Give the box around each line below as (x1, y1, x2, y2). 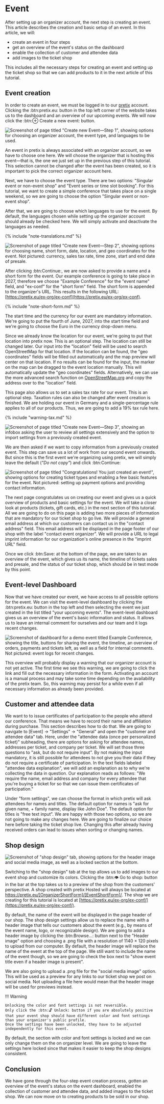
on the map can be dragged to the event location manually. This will (5, 364, 142, 370)
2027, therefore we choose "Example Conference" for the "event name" (5, 278, 150, 284)
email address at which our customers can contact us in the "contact (5, 520, 144, 526)
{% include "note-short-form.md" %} (5, 303, 80, 309)
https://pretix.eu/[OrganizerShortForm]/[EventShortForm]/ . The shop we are (5, 892, 158, 898)
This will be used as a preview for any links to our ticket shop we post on (5, 973, 152, 980)
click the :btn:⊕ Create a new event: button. (5, 117, 95, 123)
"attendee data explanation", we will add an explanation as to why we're (5, 765, 150, 771)
